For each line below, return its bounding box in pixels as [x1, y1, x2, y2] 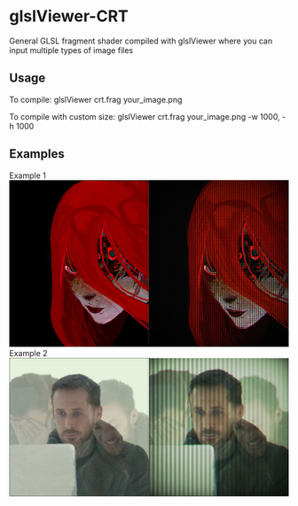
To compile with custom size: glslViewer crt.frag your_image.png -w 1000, [9, 111, 281, 121]
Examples [9, 146, 65, 161]
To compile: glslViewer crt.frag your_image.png [9, 94, 183, 105]
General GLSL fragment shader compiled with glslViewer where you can [9, 35, 273, 46]
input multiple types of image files [9, 44, 134, 55]
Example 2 [9, 347, 48, 358]
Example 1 [9, 170, 46, 181]
